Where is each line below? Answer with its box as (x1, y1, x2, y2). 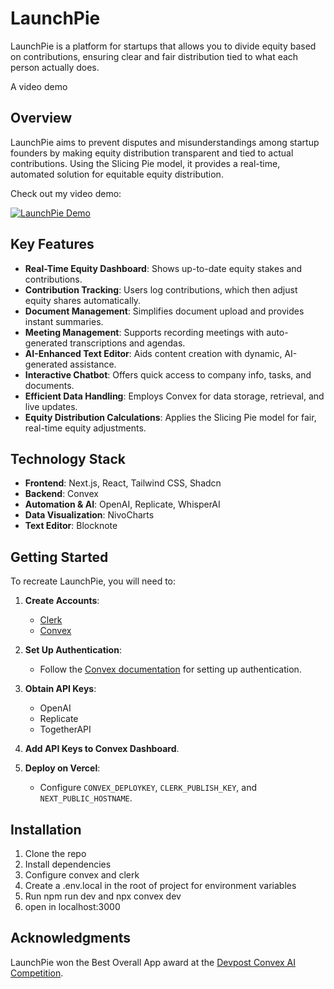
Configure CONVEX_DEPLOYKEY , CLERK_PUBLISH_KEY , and (39, 782, 257, 794)
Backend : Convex (24, 488, 99, 500)
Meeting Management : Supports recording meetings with (24, 326, 265, 338)
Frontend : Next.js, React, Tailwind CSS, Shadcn (24, 477, 222, 489)
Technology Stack (10, 450, 126, 467)
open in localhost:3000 (24, 901, 121, 912)
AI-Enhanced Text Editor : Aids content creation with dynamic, (24, 347, 283, 359)
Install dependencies (24, 858, 112, 870)
